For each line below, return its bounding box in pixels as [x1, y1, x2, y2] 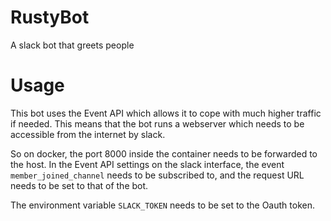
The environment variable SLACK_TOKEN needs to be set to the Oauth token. [10, 199, 315, 211]
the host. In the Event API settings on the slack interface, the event [10, 158, 285, 170]
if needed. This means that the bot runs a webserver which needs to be [10, 117, 305, 130]
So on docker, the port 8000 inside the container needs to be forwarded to [10, 147, 318, 160]
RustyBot [10, 6, 90, 29]
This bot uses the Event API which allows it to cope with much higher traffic [10, 107, 322, 119]
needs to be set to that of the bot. [10, 179, 149, 191]
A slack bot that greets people [10, 39, 135, 51]
